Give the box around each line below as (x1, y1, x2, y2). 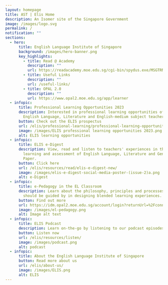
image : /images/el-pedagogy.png (18, 207, 86, 212)
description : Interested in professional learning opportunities (18, 109, 157, 115)
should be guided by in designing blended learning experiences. (23, 193, 162, 198)
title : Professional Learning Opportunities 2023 (18, 105, 124, 110)
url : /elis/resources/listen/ (18, 235, 81, 240)
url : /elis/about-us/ (18, 263, 64, 268)
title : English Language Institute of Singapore (18, 44, 122, 49)
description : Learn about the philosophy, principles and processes (18, 188, 164, 193)
